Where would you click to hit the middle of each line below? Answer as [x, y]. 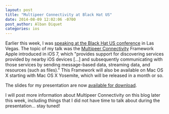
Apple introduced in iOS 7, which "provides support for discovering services [84, 54]
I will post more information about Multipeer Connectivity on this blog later [83, 95]
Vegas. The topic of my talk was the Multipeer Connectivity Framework [79, 49]
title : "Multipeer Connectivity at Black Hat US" [59, 15]
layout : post [19, 10]
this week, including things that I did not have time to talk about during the [83, 101]
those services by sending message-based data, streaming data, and [78, 65]
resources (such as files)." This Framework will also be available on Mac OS [84, 70]
